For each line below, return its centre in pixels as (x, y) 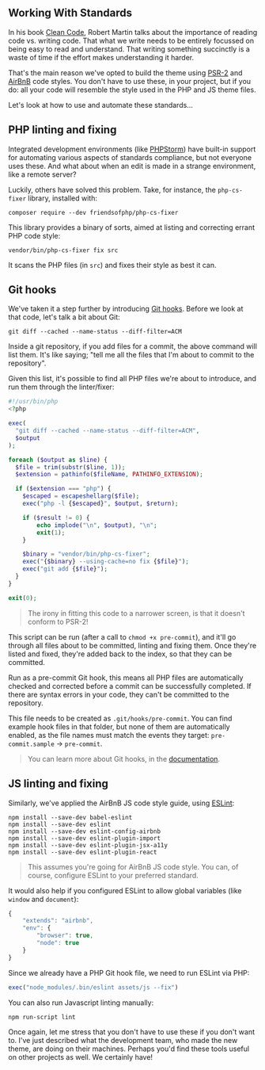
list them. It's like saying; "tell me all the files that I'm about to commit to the (131, 355)
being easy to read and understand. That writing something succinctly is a (129, 49)
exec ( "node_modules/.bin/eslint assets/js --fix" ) (93, 987)
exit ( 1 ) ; (51, 533)
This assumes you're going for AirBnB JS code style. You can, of (133, 866)
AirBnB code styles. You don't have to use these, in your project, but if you (130, 81)
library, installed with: (62, 198)
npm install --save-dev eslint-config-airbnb (84, 831)
